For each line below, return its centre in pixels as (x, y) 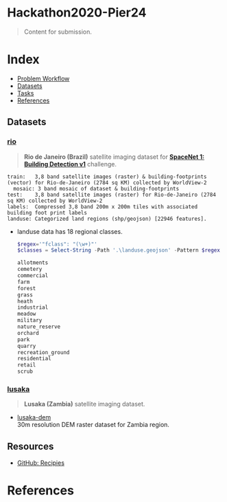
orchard (28, 333)
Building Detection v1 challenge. (70, 164)
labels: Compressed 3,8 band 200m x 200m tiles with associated (102, 207)
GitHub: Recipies (41, 463)
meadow (26, 314)
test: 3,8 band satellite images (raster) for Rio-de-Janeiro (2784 (111, 195)
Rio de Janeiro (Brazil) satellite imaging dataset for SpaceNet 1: (114, 157)
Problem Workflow (43, 78)
